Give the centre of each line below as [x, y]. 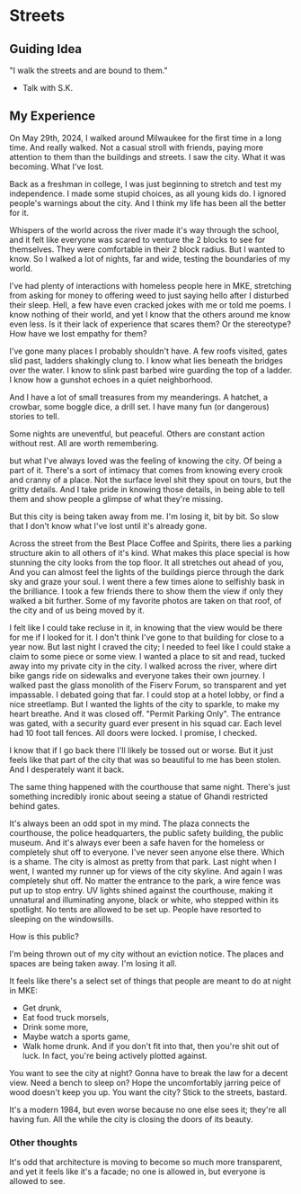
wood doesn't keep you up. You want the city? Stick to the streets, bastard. [148, 1092]
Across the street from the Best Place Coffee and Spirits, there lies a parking [150, 543]
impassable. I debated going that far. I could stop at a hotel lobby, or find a [147, 695]
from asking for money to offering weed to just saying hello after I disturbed [149, 295]
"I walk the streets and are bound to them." [89, 70]
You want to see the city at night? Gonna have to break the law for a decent [149, 1073]
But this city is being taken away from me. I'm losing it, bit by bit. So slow [144, 516]
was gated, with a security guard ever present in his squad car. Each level [146, 723]
